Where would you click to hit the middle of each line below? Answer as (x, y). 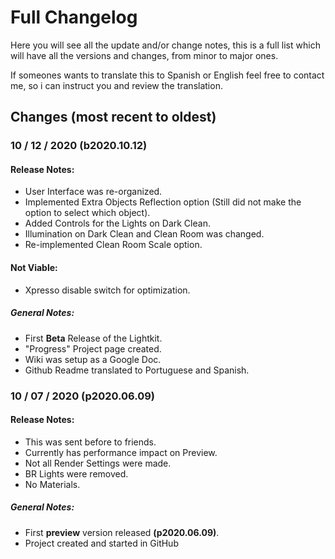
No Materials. (52, 484)
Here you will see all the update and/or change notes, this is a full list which (165, 45)
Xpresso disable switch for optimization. (107, 290)
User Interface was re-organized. (93, 192)
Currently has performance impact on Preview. (121, 452)
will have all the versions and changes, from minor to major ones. (144, 55)
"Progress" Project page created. (93, 348)
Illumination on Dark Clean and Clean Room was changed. (144, 234)
